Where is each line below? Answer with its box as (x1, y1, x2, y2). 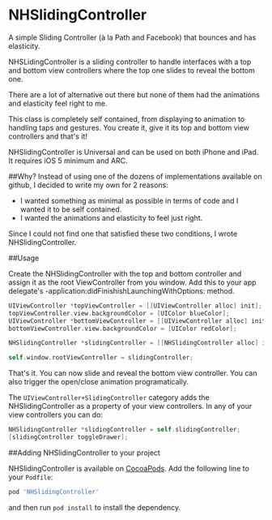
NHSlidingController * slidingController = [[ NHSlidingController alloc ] (8, 339, 259, 347)
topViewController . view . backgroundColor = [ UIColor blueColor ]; (8, 309, 230, 317)
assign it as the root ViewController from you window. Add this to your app (8, 277, 257, 287)
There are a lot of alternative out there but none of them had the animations (8, 89, 261, 99)
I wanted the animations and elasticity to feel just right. (19, 213, 203, 222)
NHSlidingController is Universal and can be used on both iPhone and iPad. (8, 147, 259, 157)
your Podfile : (8, 472, 53, 482)
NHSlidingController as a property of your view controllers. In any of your (8, 402, 253, 411)
